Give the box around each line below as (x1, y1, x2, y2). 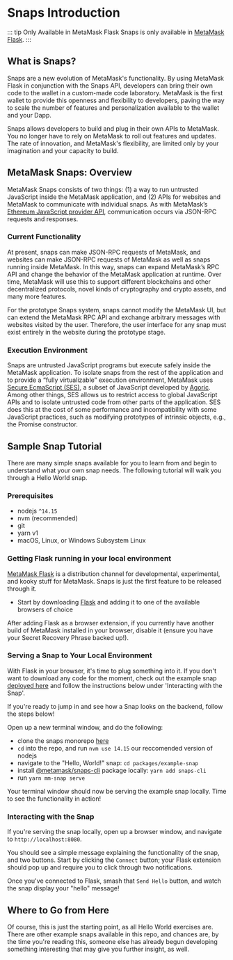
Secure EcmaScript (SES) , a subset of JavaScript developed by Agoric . (7, 383, 211, 392)
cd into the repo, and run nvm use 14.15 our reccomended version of (17, 744, 214, 752)
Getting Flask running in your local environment (7, 554, 172, 563)
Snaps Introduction (7, 5, 120, 21)
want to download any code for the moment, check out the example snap (7, 673, 217, 682)
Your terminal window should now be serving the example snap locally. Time (7, 787, 227, 795)
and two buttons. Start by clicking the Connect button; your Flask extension (7, 856, 221, 864)
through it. (7, 584, 37, 593)
